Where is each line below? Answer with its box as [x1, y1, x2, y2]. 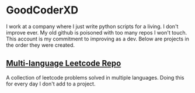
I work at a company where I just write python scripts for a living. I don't [6, 23, 179, 30]
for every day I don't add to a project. [6, 80, 96, 87]
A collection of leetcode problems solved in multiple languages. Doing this [6, 74, 184, 81]
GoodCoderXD [6, 4, 79, 17]
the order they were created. [6, 42, 75, 49]
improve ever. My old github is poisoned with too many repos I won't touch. [6, 29, 187, 36]
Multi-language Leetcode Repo [6, 58, 121, 68]
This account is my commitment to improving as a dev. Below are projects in [6, 35, 190, 42]
